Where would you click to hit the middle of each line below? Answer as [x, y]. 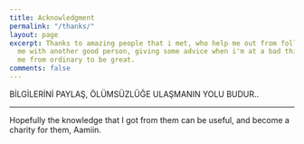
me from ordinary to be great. [76, 60]
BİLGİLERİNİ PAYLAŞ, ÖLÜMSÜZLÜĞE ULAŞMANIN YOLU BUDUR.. [134, 94]
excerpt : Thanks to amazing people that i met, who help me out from [143, 43]
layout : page [34, 34]
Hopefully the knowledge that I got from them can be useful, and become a [149, 120]
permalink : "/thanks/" [52, 26]
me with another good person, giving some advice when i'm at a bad [149, 52]
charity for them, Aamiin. [56, 130]
